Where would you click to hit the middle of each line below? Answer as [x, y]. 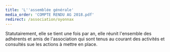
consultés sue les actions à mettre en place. [51, 44]
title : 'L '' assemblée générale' [39, 10]
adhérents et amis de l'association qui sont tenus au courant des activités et [85, 39]
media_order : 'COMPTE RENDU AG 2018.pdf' [50, 15]
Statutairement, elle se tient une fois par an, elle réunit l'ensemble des [78, 34]
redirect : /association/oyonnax [39, 19]
